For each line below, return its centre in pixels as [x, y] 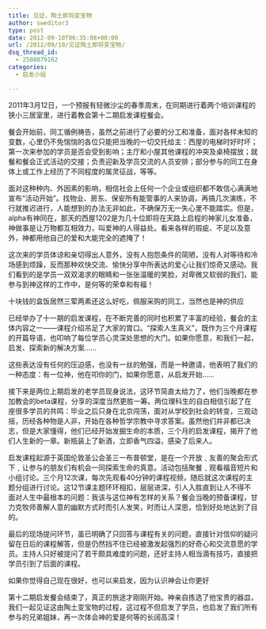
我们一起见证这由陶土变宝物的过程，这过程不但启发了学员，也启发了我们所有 [133, 607]
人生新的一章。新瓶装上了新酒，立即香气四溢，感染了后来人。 [115, 440]
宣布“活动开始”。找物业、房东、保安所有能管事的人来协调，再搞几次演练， [129, 198]
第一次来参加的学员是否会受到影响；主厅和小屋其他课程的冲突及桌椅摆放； [129, 151]
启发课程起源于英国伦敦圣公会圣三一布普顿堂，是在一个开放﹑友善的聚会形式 [133, 457]
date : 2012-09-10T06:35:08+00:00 [63, 38]
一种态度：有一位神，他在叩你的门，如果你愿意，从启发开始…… [112, 374]
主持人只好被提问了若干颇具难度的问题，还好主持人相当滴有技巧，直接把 [140, 553]
